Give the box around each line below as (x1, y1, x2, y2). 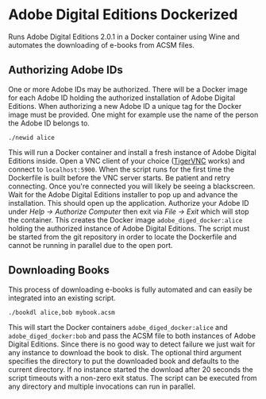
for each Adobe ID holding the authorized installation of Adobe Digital (8, 93, 236, 103)
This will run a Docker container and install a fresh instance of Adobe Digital (8, 147, 256, 157)
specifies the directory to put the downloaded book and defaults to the (8, 356, 240, 366)
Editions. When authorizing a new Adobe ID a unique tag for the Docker (8, 101, 242, 110)
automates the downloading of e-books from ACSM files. (8, 40, 195, 49)
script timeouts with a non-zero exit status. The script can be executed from (8, 373, 257, 382)
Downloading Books (8, 264, 110, 277)
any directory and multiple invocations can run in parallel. (8, 382, 196, 391)
